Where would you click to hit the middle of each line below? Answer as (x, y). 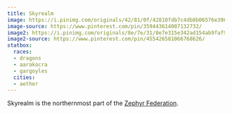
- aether (26, 84)
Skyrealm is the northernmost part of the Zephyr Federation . (93, 103)
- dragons (27, 58)
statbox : (20, 45)
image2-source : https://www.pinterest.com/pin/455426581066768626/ (106, 39)
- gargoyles (31, 71)
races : (23, 52)
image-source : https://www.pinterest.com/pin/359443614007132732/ (105, 26)
